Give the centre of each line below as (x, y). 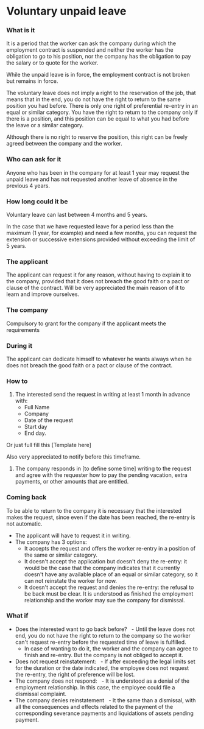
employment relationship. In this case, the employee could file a (95, 687)
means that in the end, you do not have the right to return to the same (93, 99)
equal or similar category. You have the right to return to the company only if (102, 112)
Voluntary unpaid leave (66, 11)
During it (19, 345)
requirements (23, 329)
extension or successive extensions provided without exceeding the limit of (101, 239)
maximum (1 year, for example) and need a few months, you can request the (102, 233)
